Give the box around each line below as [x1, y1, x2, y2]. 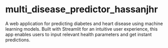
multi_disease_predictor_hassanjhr [5, 4, 158, 15]
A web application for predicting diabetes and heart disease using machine [5, 20, 163, 27]
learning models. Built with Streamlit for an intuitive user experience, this [5, 26, 158, 32]
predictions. [5, 37, 31, 43]
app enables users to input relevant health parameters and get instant [5, 31, 152, 37]
